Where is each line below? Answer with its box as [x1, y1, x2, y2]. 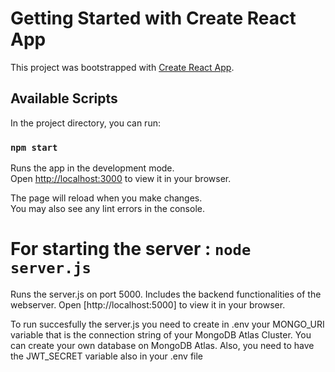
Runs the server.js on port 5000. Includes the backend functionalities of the [10, 288, 322, 300]
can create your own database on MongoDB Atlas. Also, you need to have [10, 339, 315, 351]
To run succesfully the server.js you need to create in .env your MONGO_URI [10, 318, 325, 330]
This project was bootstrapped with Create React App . [10, 61, 235, 73]
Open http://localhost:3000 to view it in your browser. [10, 173, 232, 185]
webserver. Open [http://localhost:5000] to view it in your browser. [10, 298, 286, 311]
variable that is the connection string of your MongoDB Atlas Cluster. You [10, 328, 312, 341]
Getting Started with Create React [10, 7, 297, 30]
